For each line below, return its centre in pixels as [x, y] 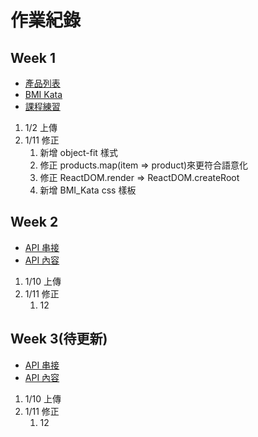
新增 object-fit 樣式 [78, 152]
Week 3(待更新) [59, 339]
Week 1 [33, 57]
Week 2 [34, 222]
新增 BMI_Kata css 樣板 [88, 190]
